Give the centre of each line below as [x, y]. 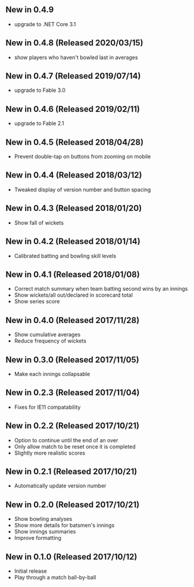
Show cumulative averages [47, 335]
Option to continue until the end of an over [66, 440]
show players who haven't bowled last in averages [76, 57]
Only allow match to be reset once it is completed [75, 446]
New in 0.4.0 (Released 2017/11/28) [73, 320]
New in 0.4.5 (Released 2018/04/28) [75, 142]
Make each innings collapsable [52, 374]
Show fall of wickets [39, 222]
